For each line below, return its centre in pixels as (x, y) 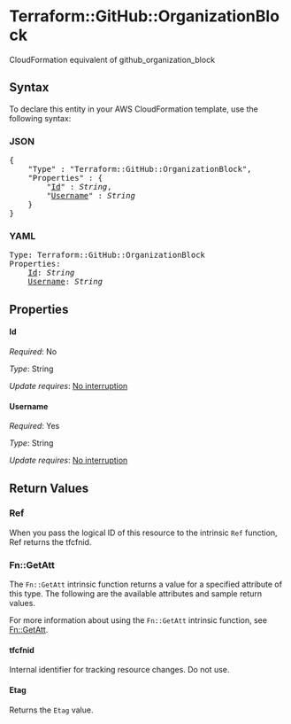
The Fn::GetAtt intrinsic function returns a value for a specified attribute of (146, 584)
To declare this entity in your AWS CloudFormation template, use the (134, 109)
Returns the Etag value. (51, 710)
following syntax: (40, 118)
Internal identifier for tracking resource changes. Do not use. (119, 670)
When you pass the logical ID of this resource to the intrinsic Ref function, (143, 533)
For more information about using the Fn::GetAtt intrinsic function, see (138, 620)
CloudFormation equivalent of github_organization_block (112, 59)
